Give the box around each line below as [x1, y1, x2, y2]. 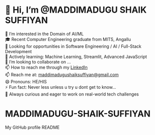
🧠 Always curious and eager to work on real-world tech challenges [5, 91, 139, 97]
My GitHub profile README [5, 124, 60, 130]
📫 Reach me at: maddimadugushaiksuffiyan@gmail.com [5, 72, 119, 77]
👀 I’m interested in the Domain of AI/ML [5, 31, 84, 37]
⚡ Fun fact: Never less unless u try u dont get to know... [5, 84, 116, 90]
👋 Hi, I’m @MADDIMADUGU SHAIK [5, 4, 147, 16]
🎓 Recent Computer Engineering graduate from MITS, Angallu [5, 36, 131, 42]
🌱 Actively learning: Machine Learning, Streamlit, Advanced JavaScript [5, 54, 147, 59]
